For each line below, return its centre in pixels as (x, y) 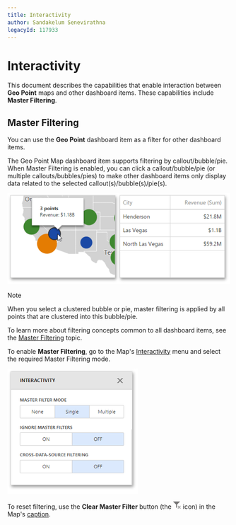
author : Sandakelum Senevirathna (57, 22)
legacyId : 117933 (33, 30)
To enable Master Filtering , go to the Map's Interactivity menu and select (114, 351)
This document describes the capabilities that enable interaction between (114, 86)
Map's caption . (29, 514)
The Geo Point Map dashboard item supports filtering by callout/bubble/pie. (118, 161)
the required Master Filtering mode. (59, 359)
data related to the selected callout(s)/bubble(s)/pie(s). (87, 183)
